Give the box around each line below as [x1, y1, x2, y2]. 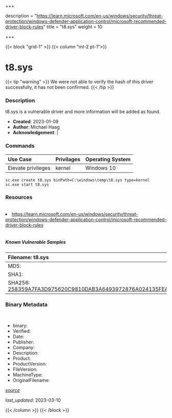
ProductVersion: [12, 361, 47, 367]
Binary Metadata [5, 301, 48, 308]
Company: [12, 344, 35, 351]
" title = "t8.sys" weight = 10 [43, 24, 102, 30]
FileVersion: [12, 366, 38, 373]
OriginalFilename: [12, 377, 50, 384]
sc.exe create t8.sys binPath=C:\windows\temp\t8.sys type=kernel [5, 177, 150, 183]
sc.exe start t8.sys [5, 182, 50, 187]
